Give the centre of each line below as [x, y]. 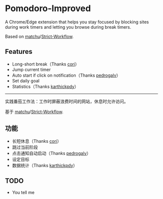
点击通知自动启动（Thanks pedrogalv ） [51, 153]
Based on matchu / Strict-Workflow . [39, 36]
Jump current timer [31, 69]
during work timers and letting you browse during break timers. [68, 27]
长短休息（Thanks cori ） [37, 141]
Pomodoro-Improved [48, 8]
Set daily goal [26, 81]
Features [19, 52]
